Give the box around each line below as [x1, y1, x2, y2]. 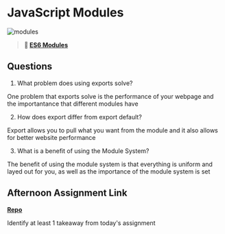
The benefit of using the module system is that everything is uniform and [7, 160, 213, 168]
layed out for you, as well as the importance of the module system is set [7, 167, 211, 176]
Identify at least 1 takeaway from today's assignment [7, 218, 156, 227]
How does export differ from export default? [16, 113, 142, 121]
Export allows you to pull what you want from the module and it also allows [7, 126, 218, 134]
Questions [7, 60, 53, 73]
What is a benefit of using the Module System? [16, 146, 150, 155]
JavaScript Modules [7, 5, 124, 21]
